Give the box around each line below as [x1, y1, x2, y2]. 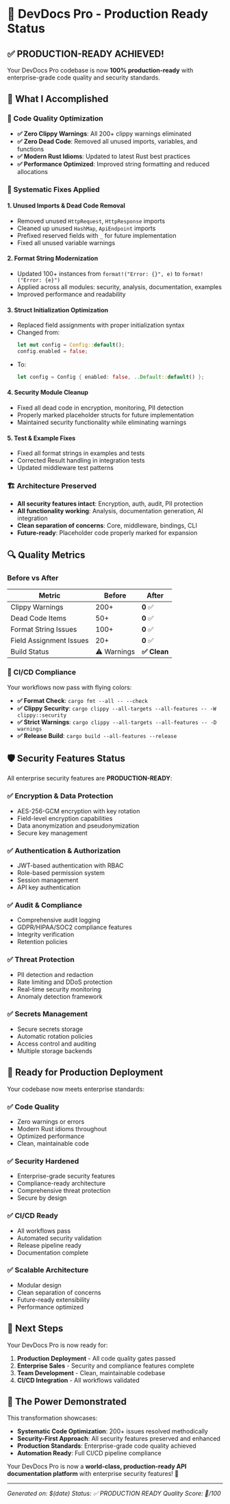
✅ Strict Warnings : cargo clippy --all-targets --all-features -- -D [16, 717, 217, 726]
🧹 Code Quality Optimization [7, 114, 104, 123]
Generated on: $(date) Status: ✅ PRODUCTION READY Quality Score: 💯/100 [7, 1490, 221, 1498]
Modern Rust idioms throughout [16, 1124, 107, 1133]
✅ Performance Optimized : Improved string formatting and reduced [16, 160, 210, 168]
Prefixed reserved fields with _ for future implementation [16, 231, 177, 239]
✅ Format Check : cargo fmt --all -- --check [16, 696, 149, 704]
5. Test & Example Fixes [7, 434, 76, 442]
